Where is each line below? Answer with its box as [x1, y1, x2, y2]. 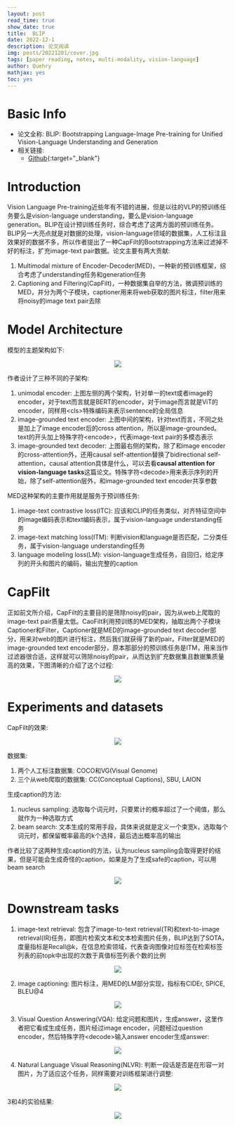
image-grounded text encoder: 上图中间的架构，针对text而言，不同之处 [17, 415, 224, 424]
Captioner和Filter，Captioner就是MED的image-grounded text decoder [7, 626, 210, 634]
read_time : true [7, 17, 55, 24]
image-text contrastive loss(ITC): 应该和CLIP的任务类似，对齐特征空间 [17, 506, 220, 515]
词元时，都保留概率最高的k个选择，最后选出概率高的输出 [17, 832, 181, 840]
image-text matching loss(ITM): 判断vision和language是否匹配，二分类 [17, 533, 222, 542]
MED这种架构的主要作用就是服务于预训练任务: [7, 492, 140, 500]
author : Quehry [7, 63, 52, 70]
